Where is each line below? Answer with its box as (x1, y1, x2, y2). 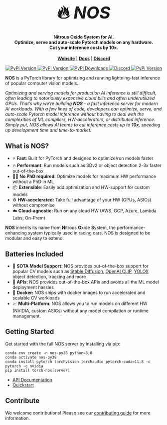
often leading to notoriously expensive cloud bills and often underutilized (5, 95, 155, 101)
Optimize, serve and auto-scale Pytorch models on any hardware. (14, 39, 154, 45)
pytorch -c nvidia (5, 363, 43, 368)
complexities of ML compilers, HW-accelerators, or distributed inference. (5, 116, 156, 122)
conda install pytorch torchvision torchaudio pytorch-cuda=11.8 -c (5, 359, 151, 364)
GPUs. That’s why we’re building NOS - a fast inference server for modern (5, 100, 158, 106)
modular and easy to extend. (5, 235, 64, 241)
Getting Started (5, 327, 54, 336)
